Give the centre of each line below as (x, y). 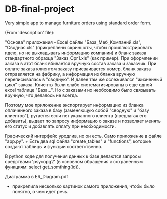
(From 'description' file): (30, 32)
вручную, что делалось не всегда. (42, 95)
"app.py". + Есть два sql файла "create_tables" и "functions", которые (78, 141)
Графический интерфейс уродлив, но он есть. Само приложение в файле (83, 136)
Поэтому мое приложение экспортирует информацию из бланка (74, 105)
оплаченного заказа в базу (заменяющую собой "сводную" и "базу (77, 110)
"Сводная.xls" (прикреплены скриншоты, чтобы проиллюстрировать (79, 47)
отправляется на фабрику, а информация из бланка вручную (70, 74)
